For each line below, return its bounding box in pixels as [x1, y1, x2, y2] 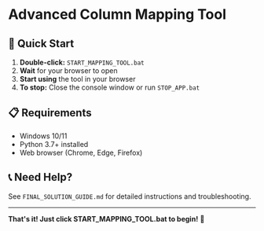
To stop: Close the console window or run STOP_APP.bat [19, 82, 200, 92]
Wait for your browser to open [19, 66, 118, 75]
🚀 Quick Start [8, 37, 75, 50]
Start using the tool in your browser [19, 75, 136, 83]
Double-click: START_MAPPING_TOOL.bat [19, 57, 145, 67]
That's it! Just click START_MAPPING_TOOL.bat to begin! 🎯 [8, 214, 205, 223]
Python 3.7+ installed [19, 139, 89, 148]
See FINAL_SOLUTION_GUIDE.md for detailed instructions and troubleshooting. [8, 191, 251, 201]
